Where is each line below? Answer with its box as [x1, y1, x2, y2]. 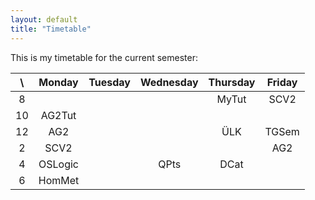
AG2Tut [40, 108, 77, 122]
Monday [38, 75, 79, 89]
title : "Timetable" [10, 24, 92, 34]
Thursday [208, 75, 256, 89]
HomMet [38, 173, 80, 187]
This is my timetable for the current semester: [10, 51, 198, 63]
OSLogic [38, 157, 79, 171]
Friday [266, 75, 298, 89]
